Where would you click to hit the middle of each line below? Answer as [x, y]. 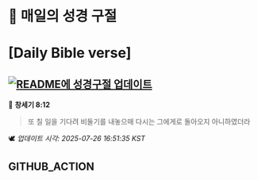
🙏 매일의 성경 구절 [63, 16]
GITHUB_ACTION [52, 166]
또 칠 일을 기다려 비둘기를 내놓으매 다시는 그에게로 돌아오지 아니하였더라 [139, 122]
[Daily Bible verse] [70, 53]
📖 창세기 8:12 [29, 105]
